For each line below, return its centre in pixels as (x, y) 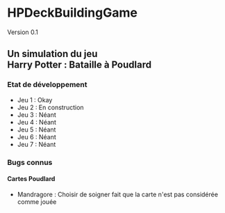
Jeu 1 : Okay (35, 100)
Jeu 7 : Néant (36, 144)
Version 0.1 (23, 32)
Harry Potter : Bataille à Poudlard (79, 65)
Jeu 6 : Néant (37, 136)
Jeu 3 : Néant (37, 115)
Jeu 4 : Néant (37, 122)
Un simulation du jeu (52, 54)
